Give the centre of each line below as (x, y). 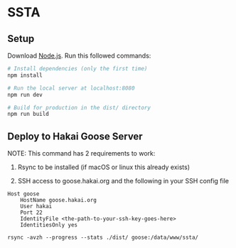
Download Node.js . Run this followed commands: (79, 55)
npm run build (28, 114)
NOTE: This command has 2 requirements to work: (81, 153)
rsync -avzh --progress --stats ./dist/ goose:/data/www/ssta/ (103, 238)
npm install (25, 75)
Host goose (23, 194)
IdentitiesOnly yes (49, 225)
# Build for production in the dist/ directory (79, 107)
